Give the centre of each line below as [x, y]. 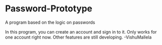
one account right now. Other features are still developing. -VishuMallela [78, 37]
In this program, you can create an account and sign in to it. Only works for [81, 32]
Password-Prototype [49, 9]
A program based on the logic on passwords [50, 22]
